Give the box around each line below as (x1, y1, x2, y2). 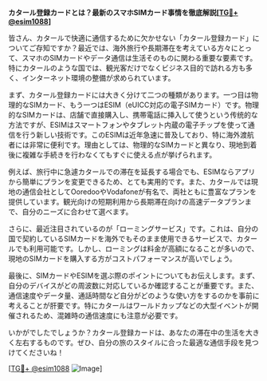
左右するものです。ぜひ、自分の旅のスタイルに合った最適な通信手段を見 (14, 338, 253, 347)
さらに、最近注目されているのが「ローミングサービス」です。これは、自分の (8, 224, 259, 233)
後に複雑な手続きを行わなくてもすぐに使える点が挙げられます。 (8, 150, 217, 159)
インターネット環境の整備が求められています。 (22, 73, 175, 82)
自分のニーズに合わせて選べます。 (22, 207, 133, 216)
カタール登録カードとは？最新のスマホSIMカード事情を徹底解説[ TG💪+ (8, 8, 239, 17)
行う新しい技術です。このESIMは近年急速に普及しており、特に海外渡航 (22, 130, 255, 139)
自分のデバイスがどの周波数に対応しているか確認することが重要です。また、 (8, 281, 259, 290)
